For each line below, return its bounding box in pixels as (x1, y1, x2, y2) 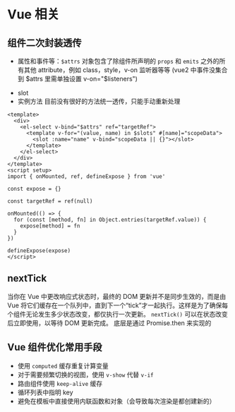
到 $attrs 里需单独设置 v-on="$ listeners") (17, 75, 138, 83)
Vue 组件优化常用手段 (7, 341, 102, 353)
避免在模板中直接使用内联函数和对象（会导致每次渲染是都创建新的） (17, 396, 216, 405)
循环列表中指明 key (17, 388, 73, 396)
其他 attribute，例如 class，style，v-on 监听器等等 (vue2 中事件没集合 (23, 66, 228, 74)
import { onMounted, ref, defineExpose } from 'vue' (7, 173, 166, 180)
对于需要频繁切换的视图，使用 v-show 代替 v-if (17, 370, 154, 379)
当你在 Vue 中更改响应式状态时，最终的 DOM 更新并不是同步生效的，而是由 (7, 292, 227, 300)
